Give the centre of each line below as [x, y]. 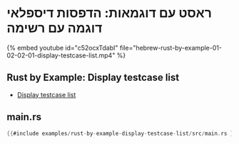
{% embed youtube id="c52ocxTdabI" [62, 48]
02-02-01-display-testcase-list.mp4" [61, 55]
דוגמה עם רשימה [55, 28]
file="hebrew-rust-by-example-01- [171, 48]
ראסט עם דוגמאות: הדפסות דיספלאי [109, 13]
